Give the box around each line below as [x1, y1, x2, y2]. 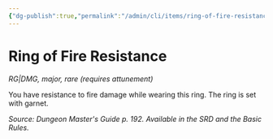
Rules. [8, 123, 30, 132]
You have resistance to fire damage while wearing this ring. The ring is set [8, 89, 257, 99]
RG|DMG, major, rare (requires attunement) [8, 74, 154, 84]
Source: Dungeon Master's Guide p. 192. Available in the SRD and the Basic [8, 114, 262, 124]
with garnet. [8, 98, 49, 108]
